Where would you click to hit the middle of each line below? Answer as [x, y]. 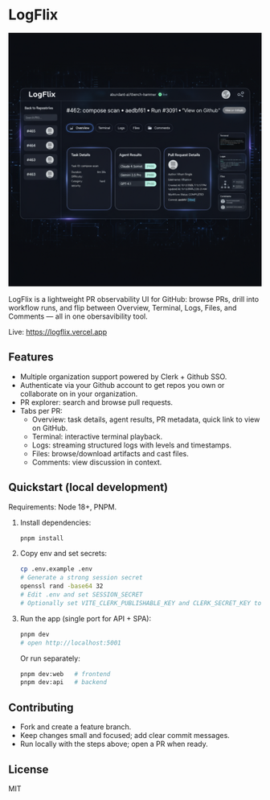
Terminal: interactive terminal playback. [97, 436]
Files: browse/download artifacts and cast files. [110, 453]
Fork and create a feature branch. [76, 727]
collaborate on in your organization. [79, 394]
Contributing [41, 707]
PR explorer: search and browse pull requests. [96, 402]
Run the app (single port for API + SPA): [85, 618]
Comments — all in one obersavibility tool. [78, 316]
